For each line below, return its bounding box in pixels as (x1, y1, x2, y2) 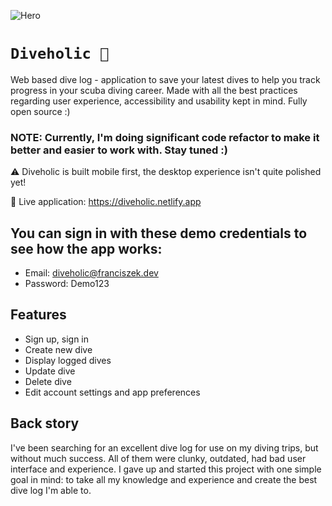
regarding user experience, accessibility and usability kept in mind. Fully (10, 95, 308, 107)
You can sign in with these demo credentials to (10, 225, 308, 242)
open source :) (10, 105, 71, 117)
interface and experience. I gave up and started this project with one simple (10, 463, 322, 475)
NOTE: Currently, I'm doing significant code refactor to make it (10, 130, 320, 144)
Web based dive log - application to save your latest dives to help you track (10, 73, 321, 85)
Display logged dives (24, 354, 112, 366)
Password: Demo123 (24, 278, 110, 290)
